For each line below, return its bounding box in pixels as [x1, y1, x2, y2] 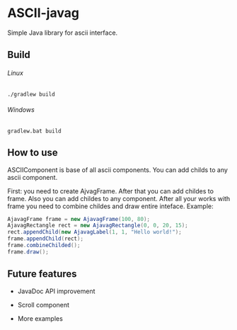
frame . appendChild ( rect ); [7, 235, 83, 242]
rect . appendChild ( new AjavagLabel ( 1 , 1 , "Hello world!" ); [7, 229, 182, 236]
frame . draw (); [7, 248, 50, 256]
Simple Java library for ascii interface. [7, 28, 118, 37]
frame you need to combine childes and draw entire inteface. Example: [7, 202, 214, 210]
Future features [7, 268, 77, 280]
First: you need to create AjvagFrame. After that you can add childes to [7, 186, 214, 195]
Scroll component [17, 300, 69, 309]
